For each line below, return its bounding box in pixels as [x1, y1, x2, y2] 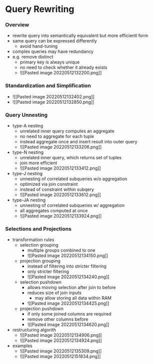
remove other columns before [27, 316, 89, 323]
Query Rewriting [5, 3, 75, 15]
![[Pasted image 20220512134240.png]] [27, 274, 110, 280]
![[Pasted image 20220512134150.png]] [27, 253, 109, 259]
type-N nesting [12, 149, 44, 155]
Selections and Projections [5, 226, 72, 232]
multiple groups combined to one [27, 247, 96, 253]
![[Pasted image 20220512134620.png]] [27, 322, 110, 328]
